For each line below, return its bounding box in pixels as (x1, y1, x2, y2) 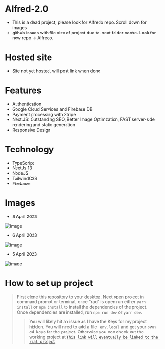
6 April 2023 (12, 232, 37, 238)
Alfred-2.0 (5, 3, 49, 15)
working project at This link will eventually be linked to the (29, 334, 158, 340)
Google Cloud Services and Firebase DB (12, 106, 93, 112)
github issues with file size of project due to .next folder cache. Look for (12, 30, 156, 35)
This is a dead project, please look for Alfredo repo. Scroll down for (12, 19, 147, 25)
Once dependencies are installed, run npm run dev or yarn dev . (16, 309, 142, 315)
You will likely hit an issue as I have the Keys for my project (29, 318, 147, 324)
